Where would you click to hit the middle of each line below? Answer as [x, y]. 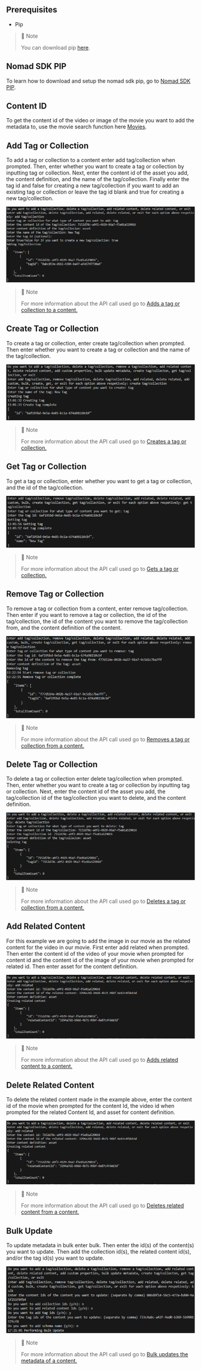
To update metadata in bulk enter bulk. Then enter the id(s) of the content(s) [100, 1245]
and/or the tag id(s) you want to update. [55, 1258]
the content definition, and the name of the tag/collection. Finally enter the [98, 179]
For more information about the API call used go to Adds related [99, 1060]
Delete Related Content [50, 1085]
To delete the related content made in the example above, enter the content [99, 1100]
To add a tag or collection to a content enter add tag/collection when [91, 160]
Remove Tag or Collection [55, 594]
